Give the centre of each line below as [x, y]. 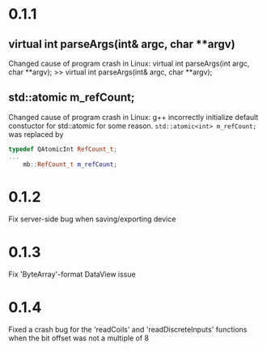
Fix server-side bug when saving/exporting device [92, 219]
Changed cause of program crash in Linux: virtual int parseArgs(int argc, [129, 63]
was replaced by [36, 134]
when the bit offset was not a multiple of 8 [79, 338]
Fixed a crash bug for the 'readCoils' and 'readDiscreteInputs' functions [128, 330]
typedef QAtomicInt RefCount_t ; [63, 149]
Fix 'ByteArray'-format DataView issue [72, 274]
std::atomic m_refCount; [72, 98]
